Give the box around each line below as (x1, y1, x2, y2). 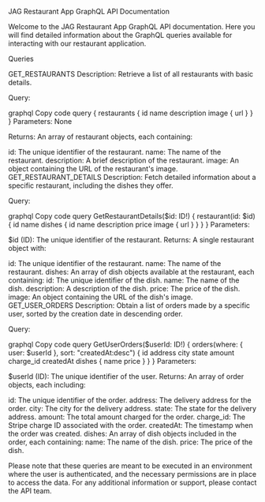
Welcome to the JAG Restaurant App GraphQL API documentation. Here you (8, 22, 256, 31)
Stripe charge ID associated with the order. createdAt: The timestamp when (8, 421, 254, 429)
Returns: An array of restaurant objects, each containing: (8, 132, 193, 141)
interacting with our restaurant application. (8, 39, 147, 48)
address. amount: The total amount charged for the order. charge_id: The (8, 412, 246, 421)
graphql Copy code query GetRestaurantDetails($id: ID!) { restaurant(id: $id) (8, 212, 256, 220)
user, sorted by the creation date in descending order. (8, 309, 183, 318)
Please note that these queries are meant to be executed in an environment (8, 461, 252, 470)
